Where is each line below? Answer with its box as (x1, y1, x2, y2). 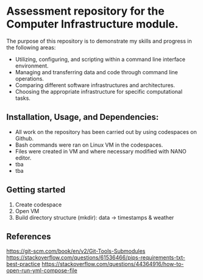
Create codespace (15, 201, 62, 208)
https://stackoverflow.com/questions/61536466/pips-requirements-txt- (6, 254, 186, 261)
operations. (15, 75, 45, 82)
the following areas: (6, 44, 56, 51)
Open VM (15, 207, 40, 214)
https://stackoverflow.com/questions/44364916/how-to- (41, 261, 184, 268)
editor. (15, 154, 32, 161)
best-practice (6, 261, 41, 268)
